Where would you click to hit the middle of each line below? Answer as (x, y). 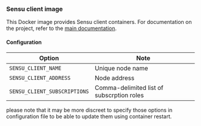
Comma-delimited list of (129, 88)
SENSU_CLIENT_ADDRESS (40, 78)
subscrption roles (119, 95)
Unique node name (121, 68)
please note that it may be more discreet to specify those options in (89, 110)
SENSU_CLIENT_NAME (35, 68)
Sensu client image (35, 9)
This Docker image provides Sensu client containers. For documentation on (99, 22)
